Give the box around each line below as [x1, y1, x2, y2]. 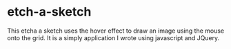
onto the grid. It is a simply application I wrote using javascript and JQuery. [7, 33, 220, 42]
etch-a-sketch [7, 4, 92, 20]
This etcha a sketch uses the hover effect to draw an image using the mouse [7, 27, 225, 35]
